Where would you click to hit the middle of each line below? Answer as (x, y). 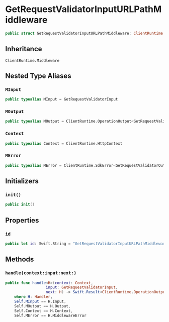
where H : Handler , (33, 297)
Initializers (22, 181)
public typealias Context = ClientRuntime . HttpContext (64, 143)
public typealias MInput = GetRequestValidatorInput (62, 99)
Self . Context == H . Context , (44, 311)
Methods (20, 259)
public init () (20, 204)
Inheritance (24, 49)
